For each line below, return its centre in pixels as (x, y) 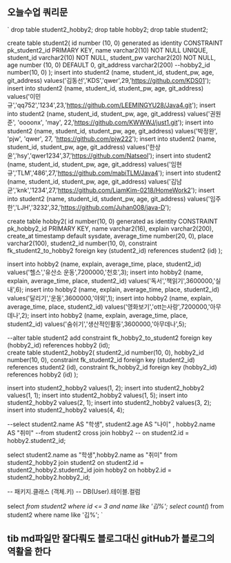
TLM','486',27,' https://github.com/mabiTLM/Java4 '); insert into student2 (119, 173)
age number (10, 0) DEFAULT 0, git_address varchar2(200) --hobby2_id (109, 65)
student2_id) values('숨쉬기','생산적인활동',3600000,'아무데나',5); (97, 324)
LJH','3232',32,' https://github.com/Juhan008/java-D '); (94, 207)
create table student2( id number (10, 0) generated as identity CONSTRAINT (115, 43)
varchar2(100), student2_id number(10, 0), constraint (82, 243)
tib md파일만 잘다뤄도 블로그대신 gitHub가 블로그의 (111, 538)
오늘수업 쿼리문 (38, 12)
